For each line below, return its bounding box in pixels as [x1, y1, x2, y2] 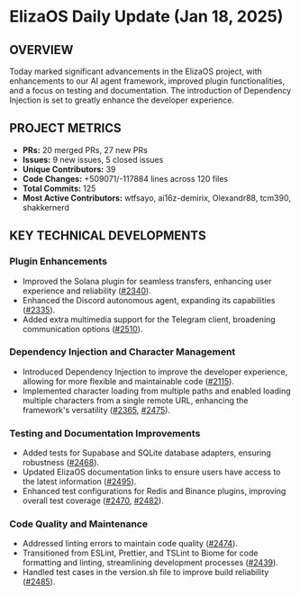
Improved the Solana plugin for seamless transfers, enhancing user [22, 275, 272, 286]
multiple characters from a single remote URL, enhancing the [22, 394, 249, 406]
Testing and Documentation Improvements [9, 427, 201, 439]
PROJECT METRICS [9, 121, 122, 136]
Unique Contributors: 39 [22, 164, 116, 175]
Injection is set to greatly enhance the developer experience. [9, 95, 234, 105]
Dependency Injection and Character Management [9, 346, 236, 358]
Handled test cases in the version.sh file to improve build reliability [22, 567, 269, 578]
